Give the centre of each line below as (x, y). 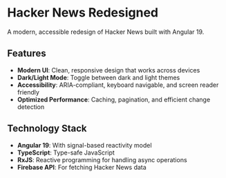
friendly (28, 92)
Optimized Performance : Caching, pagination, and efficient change (114, 99)
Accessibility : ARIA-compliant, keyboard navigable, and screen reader (118, 85)
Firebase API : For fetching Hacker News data (82, 167)
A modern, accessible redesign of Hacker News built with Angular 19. (106, 32)
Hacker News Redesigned (83, 13)
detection (31, 107)
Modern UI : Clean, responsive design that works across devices (109, 70)
